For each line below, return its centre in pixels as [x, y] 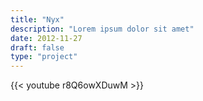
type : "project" [44, 57]
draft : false [37, 47]
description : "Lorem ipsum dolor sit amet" [102, 29]
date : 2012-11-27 [46, 38]
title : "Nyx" [37, 19]
